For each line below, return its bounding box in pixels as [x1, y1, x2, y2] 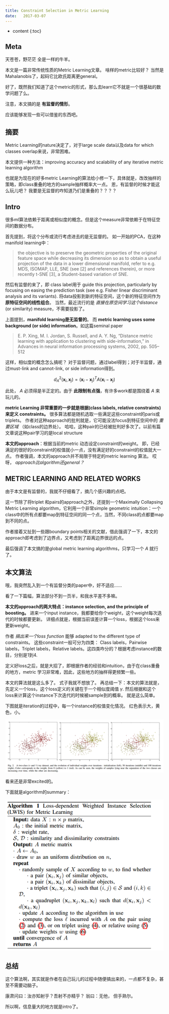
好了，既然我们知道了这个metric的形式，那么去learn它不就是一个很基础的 [5, 84, 157, 90]
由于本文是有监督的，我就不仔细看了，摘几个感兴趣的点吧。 [5, 488, 129, 495]
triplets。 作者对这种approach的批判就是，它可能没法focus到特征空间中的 [5, 417, 158, 423]
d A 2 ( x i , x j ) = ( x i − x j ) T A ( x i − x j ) [53, 375, 116, 384]
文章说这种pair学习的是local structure [5, 430, 83, 436]
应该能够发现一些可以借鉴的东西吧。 [5, 112, 80, 118]
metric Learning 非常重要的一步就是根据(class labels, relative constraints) [5, 405, 161, 411]
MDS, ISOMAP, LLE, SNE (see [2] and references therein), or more [17, 265, 155, 271]
